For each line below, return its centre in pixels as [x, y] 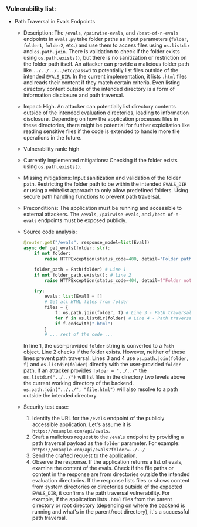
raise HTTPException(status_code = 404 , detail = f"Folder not [118, 280]
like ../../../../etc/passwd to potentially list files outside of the [101, 70]
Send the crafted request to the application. [85, 455]
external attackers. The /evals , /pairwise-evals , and [87, 214]
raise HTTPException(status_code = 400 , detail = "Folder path [118, 259]
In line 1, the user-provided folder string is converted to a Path [98, 346]
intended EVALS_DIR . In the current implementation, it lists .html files [105, 76]
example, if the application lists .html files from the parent [102, 499]
